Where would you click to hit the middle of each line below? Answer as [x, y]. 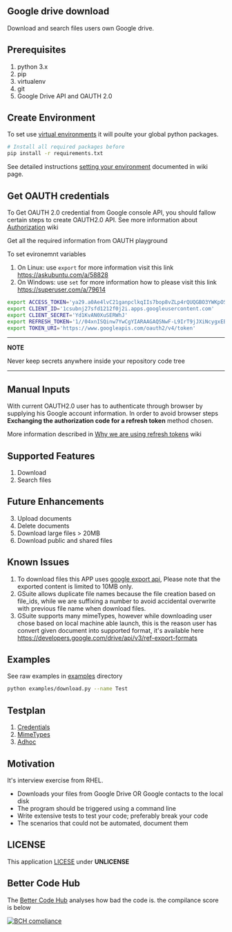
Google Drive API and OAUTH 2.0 [65, 96]
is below [19, 907]
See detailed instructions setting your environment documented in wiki [108, 167]
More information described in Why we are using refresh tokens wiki [104, 434]
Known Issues [38, 563]
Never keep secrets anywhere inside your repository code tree [96, 361]
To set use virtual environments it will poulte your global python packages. [113, 134]
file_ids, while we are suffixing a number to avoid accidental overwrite [116, 601]
